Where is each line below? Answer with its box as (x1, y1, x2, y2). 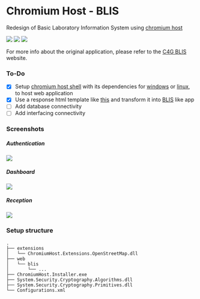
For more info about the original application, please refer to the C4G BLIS (6, 48, 187, 55)
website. (6, 54, 28, 61)
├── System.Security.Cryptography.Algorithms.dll (6, 277, 133, 283)
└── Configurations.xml (6, 287, 66, 293)
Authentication (6, 140, 45, 147)
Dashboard (6, 168, 35, 175)
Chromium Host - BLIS (6, 4, 119, 18)
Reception (6, 197, 32, 204)
